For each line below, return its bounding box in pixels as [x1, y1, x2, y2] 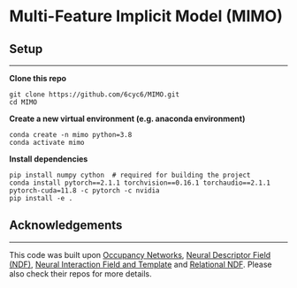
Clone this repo [9, 73, 67, 83]
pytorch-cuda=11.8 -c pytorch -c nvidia [9, 186, 161, 195]
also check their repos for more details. [9, 268, 152, 279]
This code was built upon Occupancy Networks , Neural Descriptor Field [9, 249, 271, 260]
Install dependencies [9, 154, 88, 164]
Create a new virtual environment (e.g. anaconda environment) [9, 113, 246, 124]
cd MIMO [9, 98, 38, 107]
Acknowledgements [9, 218, 123, 233]
